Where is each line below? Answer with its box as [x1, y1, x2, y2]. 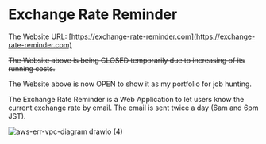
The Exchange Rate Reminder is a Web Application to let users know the [8, 94, 245, 104]
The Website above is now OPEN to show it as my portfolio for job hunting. [8, 79, 253, 89]
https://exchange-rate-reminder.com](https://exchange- [71, 32, 256, 41]
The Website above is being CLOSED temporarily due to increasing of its [8, 55, 245, 65]
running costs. [8, 63, 56, 73]
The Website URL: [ [8, 32, 71, 41]
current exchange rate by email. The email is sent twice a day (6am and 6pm [8, 103, 259, 112]
